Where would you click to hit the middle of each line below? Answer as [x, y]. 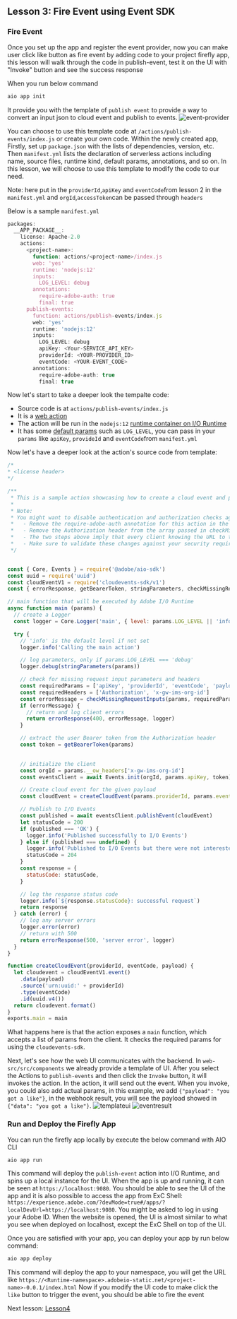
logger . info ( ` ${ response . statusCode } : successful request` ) [110, 901]
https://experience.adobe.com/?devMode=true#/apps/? [86, 1203]
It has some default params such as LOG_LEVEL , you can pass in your [116, 431]
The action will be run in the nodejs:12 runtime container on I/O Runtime [122, 424]
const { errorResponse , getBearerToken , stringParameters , [96, 589]
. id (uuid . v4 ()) [42, 999]
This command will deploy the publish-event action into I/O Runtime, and [114, 1173]
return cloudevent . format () [55, 1005]
